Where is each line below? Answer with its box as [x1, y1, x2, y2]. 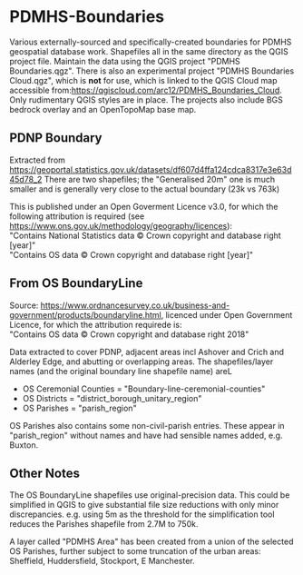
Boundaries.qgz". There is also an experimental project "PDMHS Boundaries [9, 65, 295, 76]
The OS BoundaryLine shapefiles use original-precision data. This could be [9, 490, 290, 501]
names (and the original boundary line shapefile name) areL [9, 365, 233, 376]
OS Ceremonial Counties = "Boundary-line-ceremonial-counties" [22, 383, 266, 394]
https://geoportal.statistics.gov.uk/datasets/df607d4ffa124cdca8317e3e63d [9, 164, 292, 174]
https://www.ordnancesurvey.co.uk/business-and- [40, 300, 230, 311]
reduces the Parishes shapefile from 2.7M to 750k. [9, 519, 199, 530]
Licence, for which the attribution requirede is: [9, 319, 182, 330]
